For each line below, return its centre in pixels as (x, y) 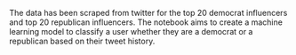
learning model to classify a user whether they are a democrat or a (131, 31)
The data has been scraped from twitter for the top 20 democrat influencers (148, 13)
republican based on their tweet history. (82, 41)
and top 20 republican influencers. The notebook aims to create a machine (146, 22)
